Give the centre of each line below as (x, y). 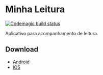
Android (21, 62)
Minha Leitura (35, 9)
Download (22, 49)
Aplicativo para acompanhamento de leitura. (52, 33)
